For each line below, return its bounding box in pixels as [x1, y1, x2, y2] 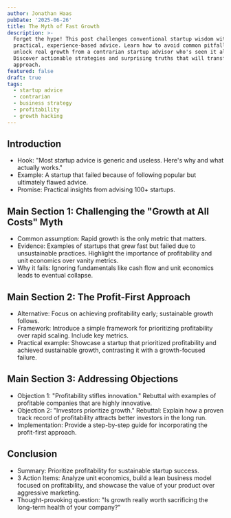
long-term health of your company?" [16, 503, 121, 511]
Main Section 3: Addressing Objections [7, 373, 179, 385]
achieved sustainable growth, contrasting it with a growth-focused [16, 346, 206, 355]
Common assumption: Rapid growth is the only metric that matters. [16, 235, 207, 243]
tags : [7, 81, 23, 87]
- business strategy [13, 100, 72, 107]
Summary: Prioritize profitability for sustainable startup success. [16, 466, 199, 475]
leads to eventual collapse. [16, 271, 93, 280]
